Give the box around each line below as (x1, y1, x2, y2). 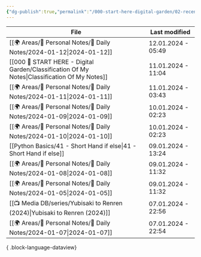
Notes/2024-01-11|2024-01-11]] (9, 92, 112, 100)
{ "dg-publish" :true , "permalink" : (6, 8, 90, 15)
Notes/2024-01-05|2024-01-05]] (9, 189, 112, 197)
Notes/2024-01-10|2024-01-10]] (9, 132, 112, 140)
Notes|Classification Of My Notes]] (9, 72, 108, 81)
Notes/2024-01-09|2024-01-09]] (9, 112, 112, 120)
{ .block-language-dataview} (6, 243, 77, 251)
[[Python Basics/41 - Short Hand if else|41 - (9, 142, 137, 150)
